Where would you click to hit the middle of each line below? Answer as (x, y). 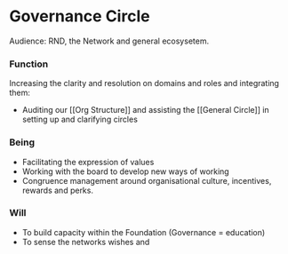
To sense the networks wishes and (86, 242)
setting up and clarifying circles (80, 119)
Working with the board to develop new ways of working (125, 171)
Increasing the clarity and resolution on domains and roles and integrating (144, 83)
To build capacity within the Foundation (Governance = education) (144, 232)
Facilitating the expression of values (88, 162)
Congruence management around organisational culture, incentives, (147, 180)
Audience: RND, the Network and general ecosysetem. (109, 41)
